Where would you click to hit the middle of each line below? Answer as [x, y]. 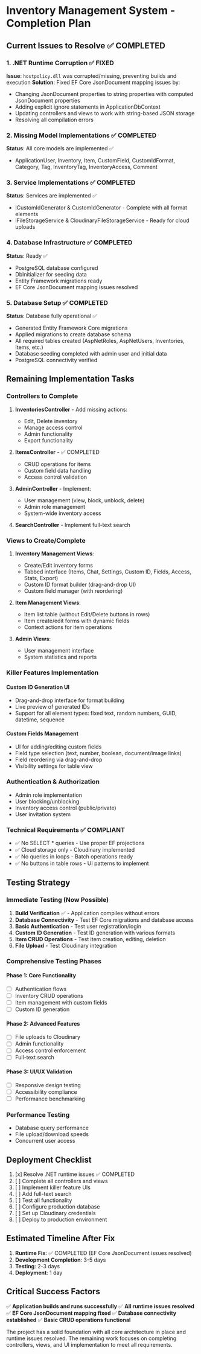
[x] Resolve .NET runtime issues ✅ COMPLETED [75, 1174]
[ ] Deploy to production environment [61, 1219]
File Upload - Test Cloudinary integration [66, 945]
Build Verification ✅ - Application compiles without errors [87, 913]
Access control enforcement [50, 1050]
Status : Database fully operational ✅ [52, 316]
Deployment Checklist [49, 1160]
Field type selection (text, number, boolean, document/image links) [98, 753]
